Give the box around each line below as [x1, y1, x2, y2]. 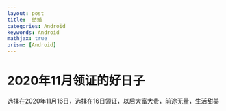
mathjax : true [7, 35, 48, 42]
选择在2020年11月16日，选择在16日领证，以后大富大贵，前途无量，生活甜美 [7, 97, 219, 105]
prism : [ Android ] [7, 42, 57, 48]
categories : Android [7, 22, 66, 29]
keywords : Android [7, 29, 60, 36]
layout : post [7, 10, 45, 17]
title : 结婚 [7, 16, 42, 23]
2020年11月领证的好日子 [7, 73, 145, 89]
